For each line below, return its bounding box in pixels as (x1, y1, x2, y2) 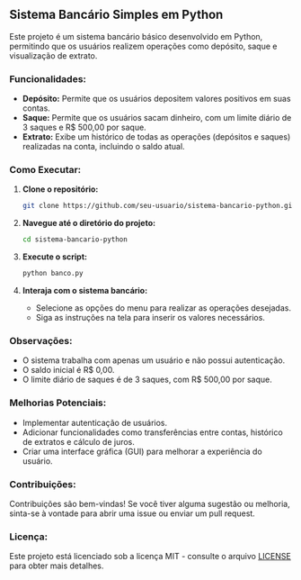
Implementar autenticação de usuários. (22, 417, 168, 428)
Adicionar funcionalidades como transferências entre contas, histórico (22, 427, 283, 438)
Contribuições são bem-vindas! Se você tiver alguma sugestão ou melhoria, (9, 498, 290, 509)
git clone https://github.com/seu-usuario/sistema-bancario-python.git (22, 202, 297, 211)
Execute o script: (22, 251, 88, 262)
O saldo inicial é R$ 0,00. (22, 365, 115, 376)
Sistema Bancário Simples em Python (9, 7, 224, 23)
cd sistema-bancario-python (22, 235, 128, 244)
